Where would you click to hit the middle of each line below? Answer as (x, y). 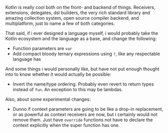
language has (27, 59)
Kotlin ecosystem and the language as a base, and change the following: (81, 38)
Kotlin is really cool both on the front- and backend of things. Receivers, (80, 7)
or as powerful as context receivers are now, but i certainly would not (85, 114)
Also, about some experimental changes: (48, 99)
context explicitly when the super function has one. (66, 125)
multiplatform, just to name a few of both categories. (60, 23)
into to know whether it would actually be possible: (58, 74)
